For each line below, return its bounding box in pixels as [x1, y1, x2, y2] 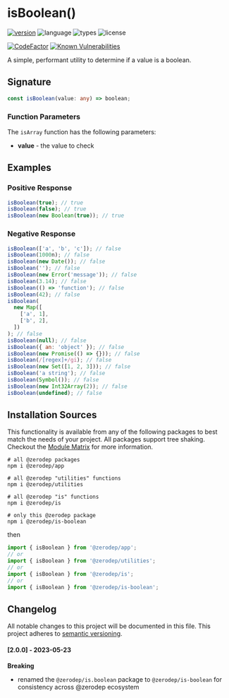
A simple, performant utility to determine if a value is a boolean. [7, 55, 192, 64]
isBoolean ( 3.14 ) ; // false [7, 278, 87, 285]
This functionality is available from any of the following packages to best [7, 427, 218, 436]
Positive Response [7, 183, 73, 193]
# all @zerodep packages [7, 456, 80, 463]
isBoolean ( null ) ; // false [7, 337, 87, 344]
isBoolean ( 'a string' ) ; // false [7, 369, 106, 377]
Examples [7, 162, 51, 174]
